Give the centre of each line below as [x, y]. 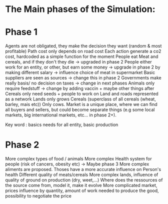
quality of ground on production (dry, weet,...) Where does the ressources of [84, 180]
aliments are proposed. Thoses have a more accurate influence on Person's [83, 169]
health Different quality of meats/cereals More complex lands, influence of [82, 175]
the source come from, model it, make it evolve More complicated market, [81, 185]
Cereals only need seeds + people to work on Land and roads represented [82, 94]
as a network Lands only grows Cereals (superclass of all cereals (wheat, [80, 99]
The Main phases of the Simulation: [80, 9]
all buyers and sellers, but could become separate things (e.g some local [80, 110]
